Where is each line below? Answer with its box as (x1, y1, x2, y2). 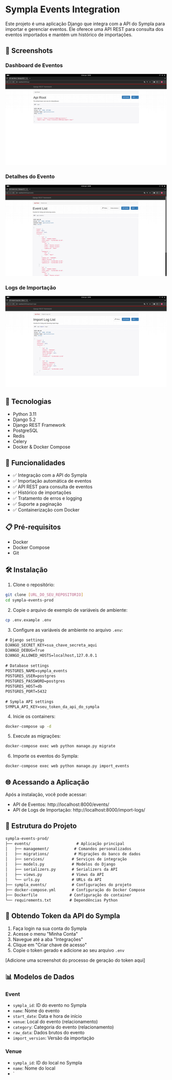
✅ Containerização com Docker (12, 507, 80, 513)
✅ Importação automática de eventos (12, 478, 92, 484)
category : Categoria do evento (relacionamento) (12, 1024, 114, 1030)
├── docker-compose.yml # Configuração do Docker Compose (5, 887, 145, 892)
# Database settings (5, 663, 50, 668)
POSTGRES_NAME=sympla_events (5, 668, 68, 673)
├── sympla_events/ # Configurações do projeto (5, 882, 132, 887)
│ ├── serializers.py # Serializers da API (5, 867, 118, 872)
